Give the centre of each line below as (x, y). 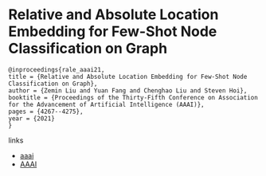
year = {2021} (32, 118)
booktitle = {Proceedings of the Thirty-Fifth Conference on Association (133, 97)
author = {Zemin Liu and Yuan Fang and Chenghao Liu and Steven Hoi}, (128, 90)
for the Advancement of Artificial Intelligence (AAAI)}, (106, 104)
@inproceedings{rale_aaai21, (57, 69)
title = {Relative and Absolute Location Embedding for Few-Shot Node (128, 76)
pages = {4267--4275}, (46, 111)
